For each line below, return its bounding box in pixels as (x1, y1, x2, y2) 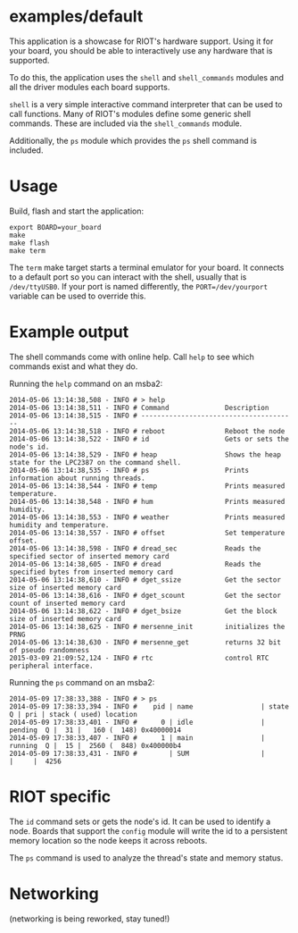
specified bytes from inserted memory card (9, 567, 174, 576)
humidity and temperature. (9, 520, 110, 529)
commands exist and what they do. (9, 360, 138, 372)
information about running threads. (9, 474, 145, 483)
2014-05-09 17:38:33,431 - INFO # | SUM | (9, 749, 266, 758)
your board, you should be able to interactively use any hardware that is (9, 45, 273, 55)
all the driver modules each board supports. (9, 81, 170, 92)
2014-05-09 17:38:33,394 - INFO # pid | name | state (9, 702, 290, 711)
